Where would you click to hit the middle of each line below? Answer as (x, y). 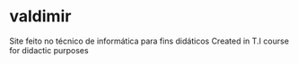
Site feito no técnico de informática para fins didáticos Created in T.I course (149, 41)
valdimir (40, 16)
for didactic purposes (49, 50)
